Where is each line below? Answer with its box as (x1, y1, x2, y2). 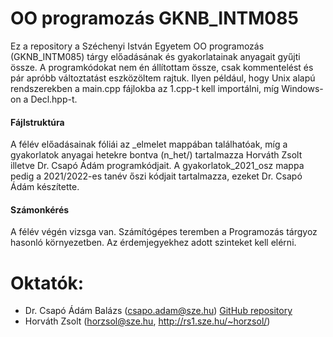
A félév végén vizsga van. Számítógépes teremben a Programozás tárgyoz (10, 226, 318, 238)
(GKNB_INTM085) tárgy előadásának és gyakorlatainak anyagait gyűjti (10, 50, 301, 62)
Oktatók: (10, 272, 85, 294)
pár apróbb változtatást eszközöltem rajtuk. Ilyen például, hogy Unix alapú (10, 72, 316, 84)
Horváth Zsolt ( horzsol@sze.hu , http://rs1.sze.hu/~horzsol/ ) (24, 315, 271, 327)
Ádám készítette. (10, 181, 80, 193)
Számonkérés (10, 203, 70, 216)
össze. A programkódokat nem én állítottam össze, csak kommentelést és (10, 61, 314, 73)
